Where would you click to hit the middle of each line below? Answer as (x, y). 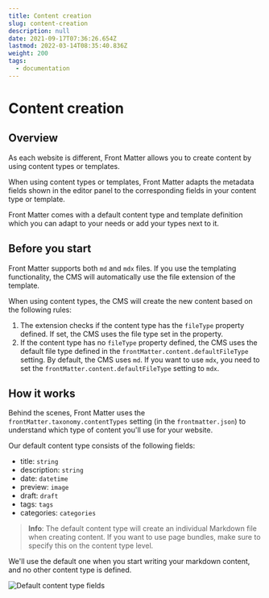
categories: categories (58, 513)
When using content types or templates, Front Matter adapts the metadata (131, 182)
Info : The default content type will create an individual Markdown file (143, 529)
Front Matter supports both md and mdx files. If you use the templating (122, 268)
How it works (42, 393)
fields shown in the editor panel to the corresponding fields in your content (132, 190)
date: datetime (44, 478)
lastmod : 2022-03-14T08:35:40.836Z (68, 46)
